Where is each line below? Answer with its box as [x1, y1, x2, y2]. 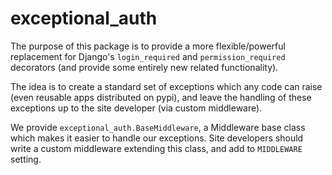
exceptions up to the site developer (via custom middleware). [10, 102, 263, 114]
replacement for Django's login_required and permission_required [10, 50, 286, 62]
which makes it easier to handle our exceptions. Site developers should [10, 132, 304, 144]
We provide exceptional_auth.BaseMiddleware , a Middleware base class [10, 121, 306, 133]
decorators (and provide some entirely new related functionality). [10, 61, 279, 73]
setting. [10, 153, 42, 165]
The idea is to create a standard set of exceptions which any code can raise [10, 80, 323, 92]
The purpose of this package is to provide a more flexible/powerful [10, 40, 286, 52]
